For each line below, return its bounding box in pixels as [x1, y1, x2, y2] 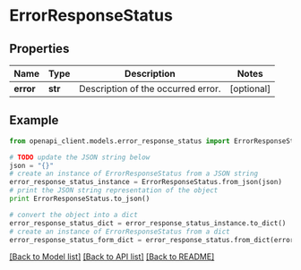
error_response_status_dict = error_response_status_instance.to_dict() [9, 218, 287, 228]
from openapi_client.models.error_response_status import [9, 136, 230, 146]
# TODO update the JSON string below [9, 153, 150, 162]
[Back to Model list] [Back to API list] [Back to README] [9, 251, 215, 262]
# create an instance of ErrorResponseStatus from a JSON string [9, 169, 258, 179]
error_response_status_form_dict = [9, 235, 142, 244]
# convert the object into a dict [9, 210, 139, 219]
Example [9, 113, 59, 128]
